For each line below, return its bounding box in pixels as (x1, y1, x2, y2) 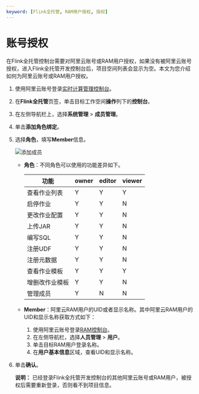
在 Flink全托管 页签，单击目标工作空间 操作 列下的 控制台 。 (14, 97, 154, 105)
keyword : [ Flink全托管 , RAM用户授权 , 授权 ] (6, 8, 108, 15)
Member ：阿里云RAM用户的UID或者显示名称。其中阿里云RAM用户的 (23, 306, 193, 313)
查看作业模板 (26, 267, 63, 275)
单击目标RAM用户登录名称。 (32, 341, 103, 348)
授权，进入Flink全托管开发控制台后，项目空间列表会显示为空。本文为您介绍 (6, 65, 191, 72)
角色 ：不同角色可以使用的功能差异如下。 (23, 161, 124, 168)
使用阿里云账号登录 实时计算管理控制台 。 (14, 85, 115, 92)
